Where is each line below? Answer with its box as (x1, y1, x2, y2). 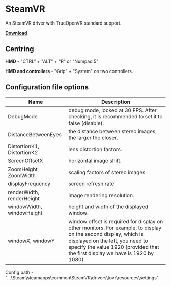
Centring (5, 44, 34, 54)
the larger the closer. (68, 134, 118, 141)
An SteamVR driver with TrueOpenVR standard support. (5, 20, 122, 26)
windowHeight (8, 209, 43, 217)
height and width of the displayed (68, 203, 149, 210)
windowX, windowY (8, 237, 55, 244)
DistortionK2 (8, 149, 38, 156)
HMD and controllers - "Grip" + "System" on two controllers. (5, 68, 133, 74)
